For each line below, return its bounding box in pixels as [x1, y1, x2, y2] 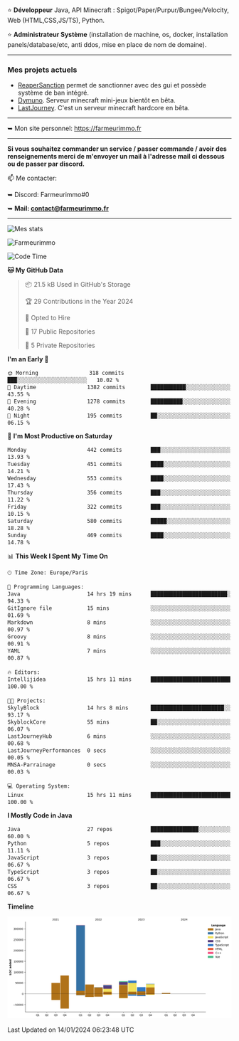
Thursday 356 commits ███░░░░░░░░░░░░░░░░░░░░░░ [7, 490, 231, 497]
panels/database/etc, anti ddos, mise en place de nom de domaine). [7, 41, 207, 48]
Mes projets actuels [7, 65, 78, 75]
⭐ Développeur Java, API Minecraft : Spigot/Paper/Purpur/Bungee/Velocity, [7, 6, 229, 14]
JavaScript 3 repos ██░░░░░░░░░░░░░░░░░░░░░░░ [7, 855, 231, 862]
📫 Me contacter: [7, 174, 57, 183]
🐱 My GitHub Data [7, 266, 64, 275]
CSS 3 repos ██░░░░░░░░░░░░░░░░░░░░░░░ [7, 883, 231, 890]
